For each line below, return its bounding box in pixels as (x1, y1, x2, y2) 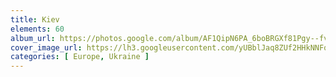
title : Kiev (10, 14, 60, 25)
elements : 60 (10, 24, 65, 34)
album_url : (10, 33, 56, 43)
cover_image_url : (10, 42, 83, 53)
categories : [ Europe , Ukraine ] (10, 52, 150, 62)
